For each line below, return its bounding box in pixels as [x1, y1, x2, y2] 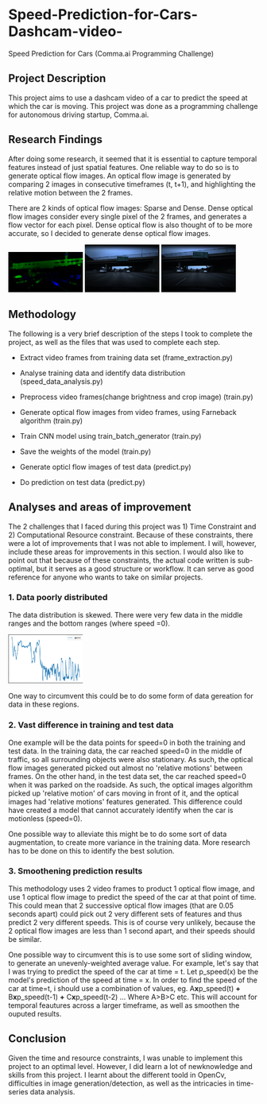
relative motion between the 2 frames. [8, 188, 133, 197]
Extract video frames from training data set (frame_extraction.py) [19, 352, 233, 362]
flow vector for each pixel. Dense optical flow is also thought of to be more [8, 220, 253, 230]
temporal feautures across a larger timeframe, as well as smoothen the [8, 1000, 240, 1010]
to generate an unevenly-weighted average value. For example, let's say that [8, 958, 259, 967]
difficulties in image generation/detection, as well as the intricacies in [8, 1079, 235, 1088]
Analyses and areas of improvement [8, 501, 192, 514]
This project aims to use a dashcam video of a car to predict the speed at [8, 93, 248, 103]
